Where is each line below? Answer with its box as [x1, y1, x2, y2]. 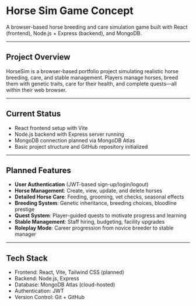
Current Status [6, 109, 61, 119]
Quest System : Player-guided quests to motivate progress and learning [14, 212, 187, 219]
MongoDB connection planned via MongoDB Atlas [14, 136, 135, 144]
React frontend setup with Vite [14, 124, 88, 131]
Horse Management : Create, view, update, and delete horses [14, 187, 162, 194]
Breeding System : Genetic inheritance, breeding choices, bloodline [14, 200, 177, 207]
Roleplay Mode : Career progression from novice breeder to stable [14, 224, 174, 232]
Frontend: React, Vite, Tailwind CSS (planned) [14, 269, 124, 276]
